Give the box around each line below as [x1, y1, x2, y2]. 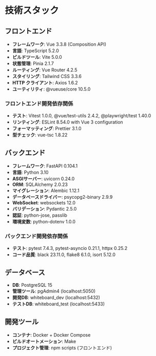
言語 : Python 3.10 [12, 170, 49, 176]
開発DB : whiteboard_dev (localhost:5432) [12, 295, 101, 301]
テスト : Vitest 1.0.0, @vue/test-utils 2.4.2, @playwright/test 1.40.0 [12, 113, 151, 119]
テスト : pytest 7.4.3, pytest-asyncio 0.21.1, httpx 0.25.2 [12, 245, 128, 252]
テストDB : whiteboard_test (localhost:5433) [12, 301, 105, 307]
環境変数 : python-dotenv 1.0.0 [12, 219, 75, 225]
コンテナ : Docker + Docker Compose [12, 332, 91, 338]
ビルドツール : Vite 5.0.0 [12, 54, 62, 60]
